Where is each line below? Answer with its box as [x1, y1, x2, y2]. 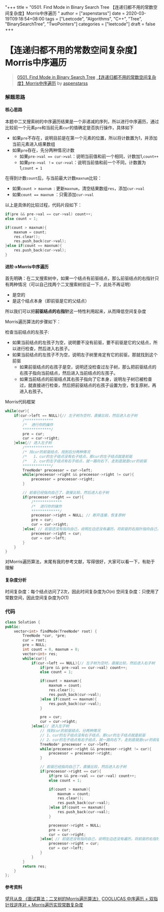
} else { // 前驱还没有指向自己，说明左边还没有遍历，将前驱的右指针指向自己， [22, 527, 161, 532]
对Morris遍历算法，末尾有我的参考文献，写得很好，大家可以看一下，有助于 [5, 559, 155, 565]
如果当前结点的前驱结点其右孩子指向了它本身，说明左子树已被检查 [19, 376, 152, 382]
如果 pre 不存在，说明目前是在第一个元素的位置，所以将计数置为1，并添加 [12, 135, 158, 141]
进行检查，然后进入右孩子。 [16, 346, 72, 352]
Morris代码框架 [5, 399, 36, 405]
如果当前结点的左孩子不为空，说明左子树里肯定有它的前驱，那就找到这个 [12, 352, 158, 358]
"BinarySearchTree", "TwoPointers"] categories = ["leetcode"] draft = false [5, 21, 156, 27]
